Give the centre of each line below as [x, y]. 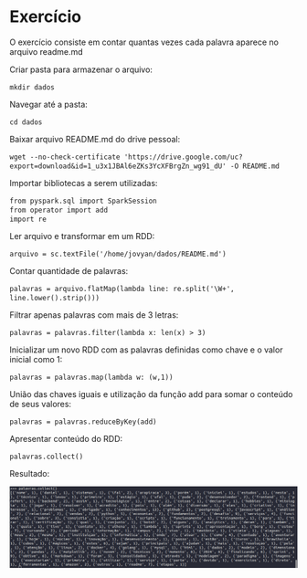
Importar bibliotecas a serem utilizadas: [84, 183]
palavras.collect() [47, 457]
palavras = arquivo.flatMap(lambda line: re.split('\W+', [122, 289]
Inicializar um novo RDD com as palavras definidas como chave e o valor [146, 350]
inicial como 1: [36, 359]
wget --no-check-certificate [65, 157]
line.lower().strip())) [55, 298]
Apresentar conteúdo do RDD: [66, 438]
